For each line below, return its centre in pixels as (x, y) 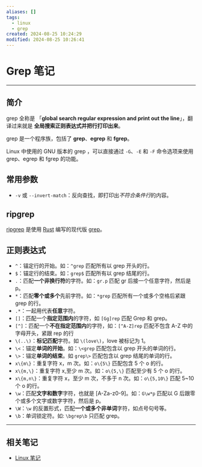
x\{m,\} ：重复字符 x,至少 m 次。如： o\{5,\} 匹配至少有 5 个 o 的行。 (100, 371)
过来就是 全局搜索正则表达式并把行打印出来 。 (67, 125)
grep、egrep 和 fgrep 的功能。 (44, 158)
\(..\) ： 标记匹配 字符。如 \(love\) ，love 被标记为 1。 (82, 341)
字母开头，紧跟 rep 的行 (44, 333)
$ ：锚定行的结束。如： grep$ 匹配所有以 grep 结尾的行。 (84, 273)
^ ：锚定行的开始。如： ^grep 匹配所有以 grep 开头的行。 (84, 266)
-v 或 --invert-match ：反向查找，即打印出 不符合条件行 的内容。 (93, 195)
